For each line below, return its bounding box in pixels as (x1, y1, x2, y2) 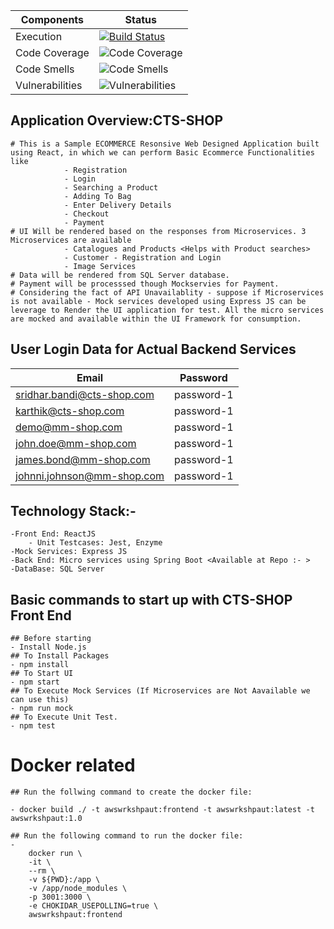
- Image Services (63, 261, 137, 271)
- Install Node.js (10, 642, 87, 653)
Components (20, 13, 85, 26)
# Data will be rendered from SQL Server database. (10, 270, 230, 280)
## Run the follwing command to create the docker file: (10, 787, 253, 798)
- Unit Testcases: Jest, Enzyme (28, 538, 163, 548)
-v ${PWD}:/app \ (28, 875, 101, 885)
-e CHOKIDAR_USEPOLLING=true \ (28, 901, 159, 911)
